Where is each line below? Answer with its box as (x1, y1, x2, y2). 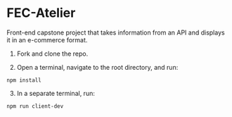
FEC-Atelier (6, 5, 76, 21)
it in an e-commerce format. (6, 35, 88, 44)
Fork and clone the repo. (16, 49, 89, 58)
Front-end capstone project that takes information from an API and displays (6, 28, 226, 37)
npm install (6, 76, 41, 84)
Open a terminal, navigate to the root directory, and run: (16, 63, 179, 71)
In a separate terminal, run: (16, 89, 96, 97)
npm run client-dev (6, 102, 64, 110)
